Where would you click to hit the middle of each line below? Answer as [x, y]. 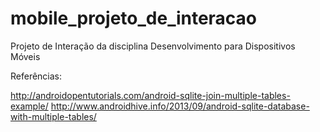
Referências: [36, 76]
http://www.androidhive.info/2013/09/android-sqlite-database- [180, 106]
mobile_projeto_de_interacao [134, 18]
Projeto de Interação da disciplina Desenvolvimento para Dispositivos [153, 46]
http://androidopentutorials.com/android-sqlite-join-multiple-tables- [150, 95]
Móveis [25, 56]
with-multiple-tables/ [53, 116]
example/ [29, 106]
